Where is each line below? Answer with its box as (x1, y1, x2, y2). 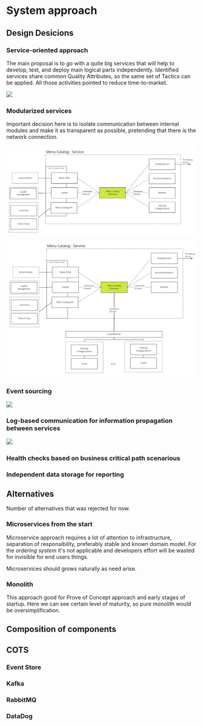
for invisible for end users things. (6, 553, 89, 561)
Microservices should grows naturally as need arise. (6, 565, 137, 572)
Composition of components (6, 624, 117, 634)
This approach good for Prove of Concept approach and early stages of (6, 594, 186, 601)
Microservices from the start (6, 520, 93, 528)
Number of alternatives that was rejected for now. (6, 505, 130, 512)
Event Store (6, 663, 41, 671)
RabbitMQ (6, 695, 37, 704)
